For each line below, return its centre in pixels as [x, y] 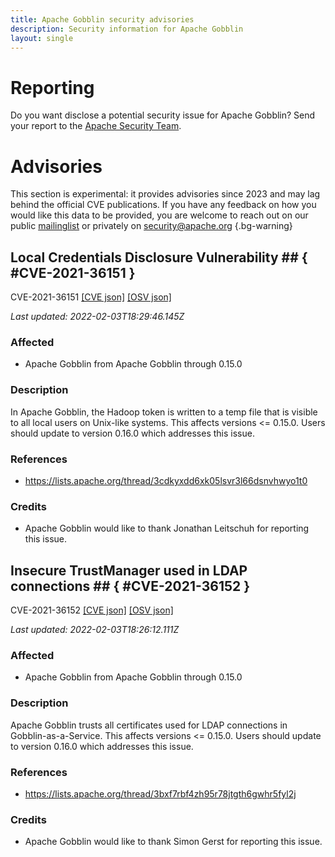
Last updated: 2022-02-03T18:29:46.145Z [97, 317]
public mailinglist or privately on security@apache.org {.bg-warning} [151, 226]
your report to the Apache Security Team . [96, 126]
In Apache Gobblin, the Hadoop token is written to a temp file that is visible [164, 412]
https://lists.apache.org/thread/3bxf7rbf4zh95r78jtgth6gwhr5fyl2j [160, 793]
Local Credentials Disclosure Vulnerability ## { [159, 257]
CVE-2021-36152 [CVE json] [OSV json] [92, 610]
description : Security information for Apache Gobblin [127, 29]
